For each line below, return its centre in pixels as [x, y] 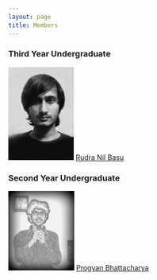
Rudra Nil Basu [100, 157]
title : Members [33, 25]
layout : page [30, 17]
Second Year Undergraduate [64, 177]
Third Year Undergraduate [59, 54]
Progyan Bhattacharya [112, 268]
